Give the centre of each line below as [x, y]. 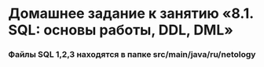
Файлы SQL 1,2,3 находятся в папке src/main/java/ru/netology [132, 55]
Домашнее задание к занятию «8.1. [131, 14]
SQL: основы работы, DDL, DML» [121, 30]
